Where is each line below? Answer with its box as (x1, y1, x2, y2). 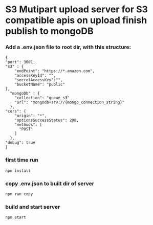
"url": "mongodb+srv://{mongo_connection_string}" (14, 100, 125, 105)
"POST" (18, 127, 33, 132)
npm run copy (5, 192, 33, 197)
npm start (5, 215, 27, 220)
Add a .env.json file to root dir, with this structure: (5, 43, 132, 51)
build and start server (5, 204, 60, 210)
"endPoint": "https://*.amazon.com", (14, 69, 95, 74)
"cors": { (5, 109, 27, 114)
